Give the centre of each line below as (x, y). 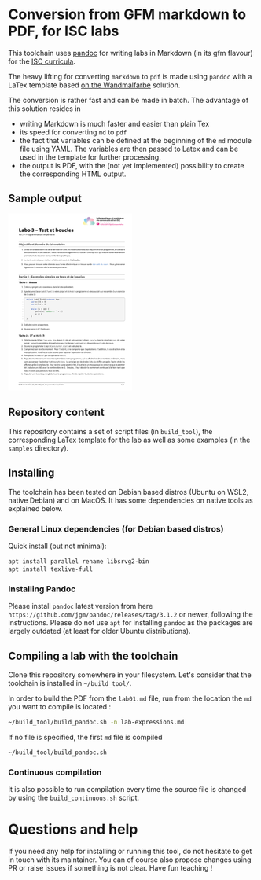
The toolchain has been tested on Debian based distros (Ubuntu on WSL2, (129, 492)
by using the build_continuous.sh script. (74, 798)
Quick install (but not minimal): (57, 546)
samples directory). (39, 448)
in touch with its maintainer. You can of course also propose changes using (130, 860)
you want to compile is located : (60, 706)
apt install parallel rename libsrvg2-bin (79, 561)
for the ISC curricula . (42, 61)
